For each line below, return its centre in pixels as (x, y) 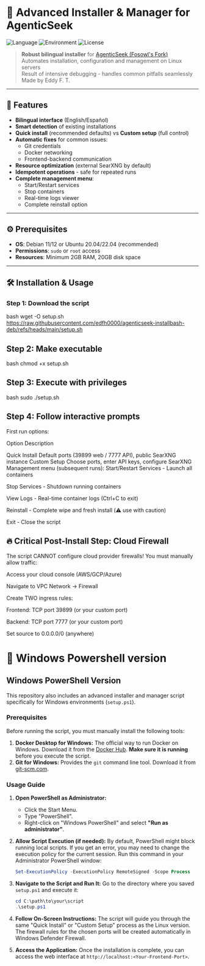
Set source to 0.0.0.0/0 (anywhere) (50, 633)
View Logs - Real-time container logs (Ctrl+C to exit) (72, 498)
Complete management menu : (54, 178)
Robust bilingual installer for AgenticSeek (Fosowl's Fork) (95, 54)
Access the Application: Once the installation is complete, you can (99, 949)
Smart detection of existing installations (66, 126)
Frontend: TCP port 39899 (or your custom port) (67, 610)
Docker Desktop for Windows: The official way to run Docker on (97, 743)
